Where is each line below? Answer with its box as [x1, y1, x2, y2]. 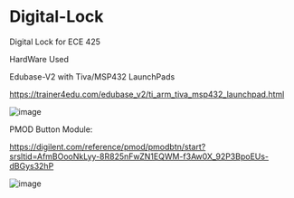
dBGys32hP [9, 160, 54, 171]
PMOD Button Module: [9, 124, 93, 135]
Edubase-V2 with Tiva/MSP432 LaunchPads [9, 71, 175, 82]
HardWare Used [9, 53, 70, 64]
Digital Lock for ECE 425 [9, 36, 101, 47]
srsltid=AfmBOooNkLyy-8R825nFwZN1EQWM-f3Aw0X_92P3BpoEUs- [9, 151, 270, 162]
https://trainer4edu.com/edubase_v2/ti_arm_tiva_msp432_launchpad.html [9, 89, 285, 99]
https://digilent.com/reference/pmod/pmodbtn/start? [9, 141, 206, 152]
